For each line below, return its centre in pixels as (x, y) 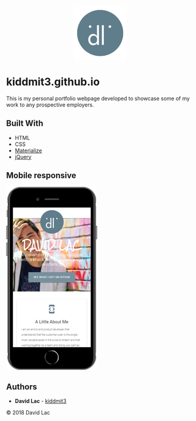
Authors (22, 387)
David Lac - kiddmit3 (40, 401)
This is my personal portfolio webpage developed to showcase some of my (98, 98)
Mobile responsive (41, 175)
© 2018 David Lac (28, 413)
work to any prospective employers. (50, 105)
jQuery (23, 157)
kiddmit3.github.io (53, 82)
